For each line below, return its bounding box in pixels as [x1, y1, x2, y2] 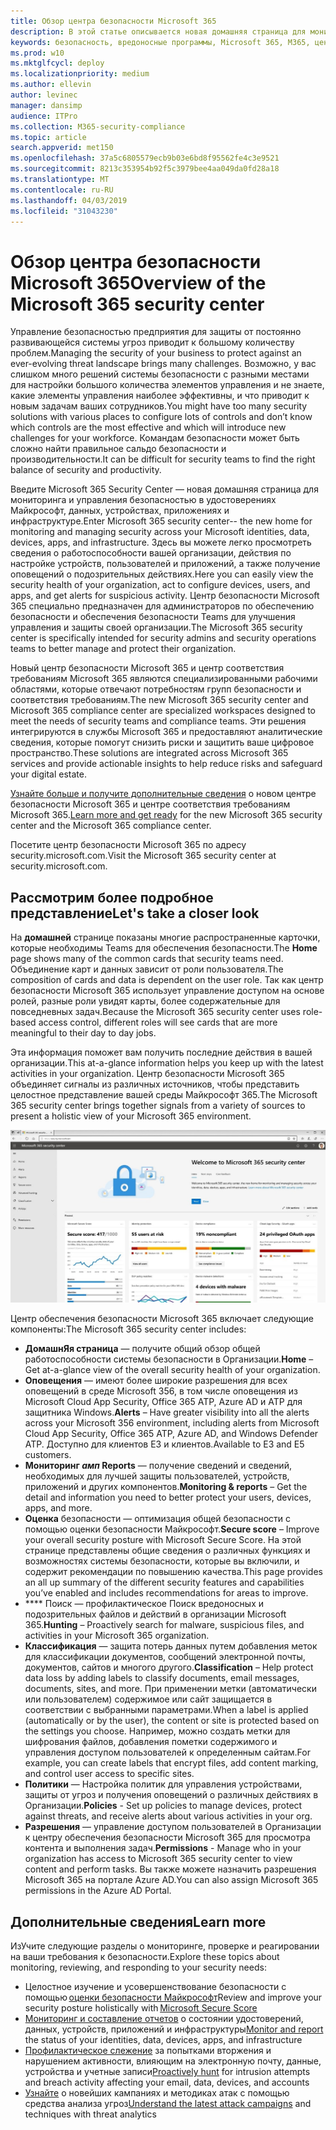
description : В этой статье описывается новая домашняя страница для [10, 26, 307, 37]
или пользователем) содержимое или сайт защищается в [24, 1693, 273, 1705]
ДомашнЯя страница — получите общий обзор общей [24, 1343, 261, 1355]
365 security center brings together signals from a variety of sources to [10, 1100, 306, 1112]
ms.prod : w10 [10, 48, 65, 58]
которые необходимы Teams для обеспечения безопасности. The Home [10, 942, 318, 954]
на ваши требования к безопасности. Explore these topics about [10, 1951, 280, 1963]
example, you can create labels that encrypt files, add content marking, [24, 1757, 319, 1769]
